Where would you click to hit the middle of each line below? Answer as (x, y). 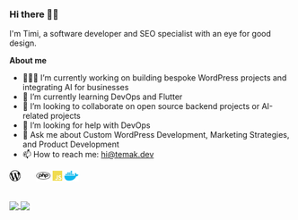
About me (28, 61)
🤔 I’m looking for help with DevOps (86, 125)
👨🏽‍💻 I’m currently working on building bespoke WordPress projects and (154, 78)
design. (23, 43)
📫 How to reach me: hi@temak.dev (88, 155)
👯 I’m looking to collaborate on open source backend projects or (141, 106)
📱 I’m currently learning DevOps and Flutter (102, 97)
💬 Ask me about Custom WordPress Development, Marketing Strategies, (156, 135)
